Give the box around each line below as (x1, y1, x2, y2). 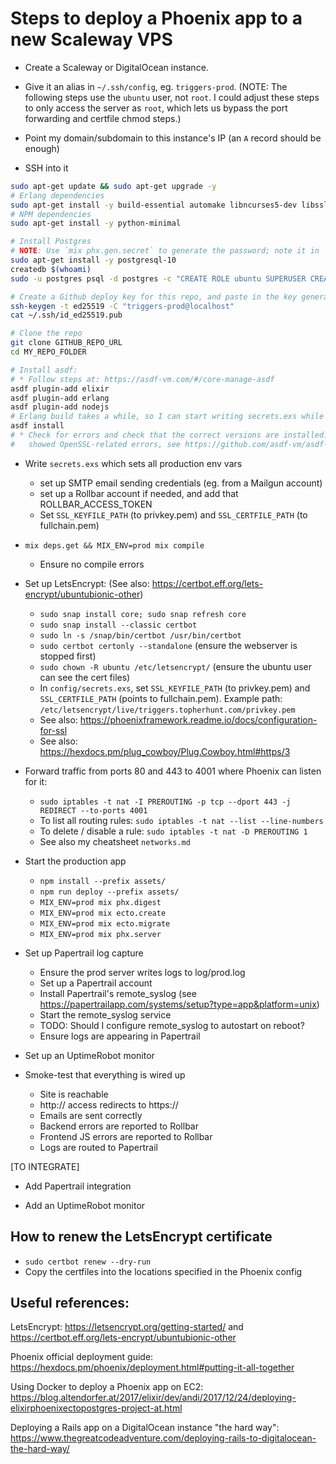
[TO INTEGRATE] (10, 1160, 80, 1172)
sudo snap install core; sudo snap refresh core (39, 609, 247, 619)
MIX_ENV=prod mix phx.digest (39, 897, 162, 907)
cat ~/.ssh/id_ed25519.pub (10, 310, 123, 321)
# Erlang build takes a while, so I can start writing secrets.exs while (10, 412, 325, 422)
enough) (24, 142, 60, 154)
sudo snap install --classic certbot (39, 620, 198, 630)
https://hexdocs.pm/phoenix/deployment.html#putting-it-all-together (10, 1362, 295, 1374)
